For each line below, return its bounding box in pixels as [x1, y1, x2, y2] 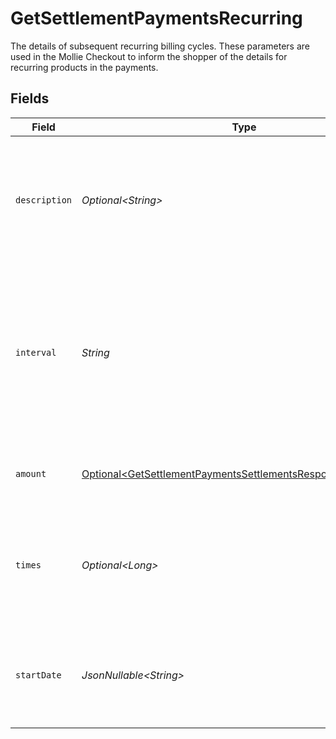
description [15, 194, 73, 206]
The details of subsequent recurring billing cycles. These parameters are [10, 40, 310, 52]
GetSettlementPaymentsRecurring [10, 7, 303, 30]
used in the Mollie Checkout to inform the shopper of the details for [10, 50, 288, 62]
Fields [10, 90, 50, 107]
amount [15, 468, 47, 479]
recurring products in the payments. [10, 61, 159, 73]
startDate [15, 669, 62, 681]
